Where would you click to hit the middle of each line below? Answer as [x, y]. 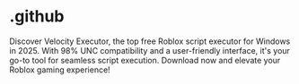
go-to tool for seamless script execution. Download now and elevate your [145, 60]
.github [37, 17]
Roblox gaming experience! [60, 70]
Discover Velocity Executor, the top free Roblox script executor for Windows [150, 41]
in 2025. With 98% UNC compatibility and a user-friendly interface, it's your [149, 50]
